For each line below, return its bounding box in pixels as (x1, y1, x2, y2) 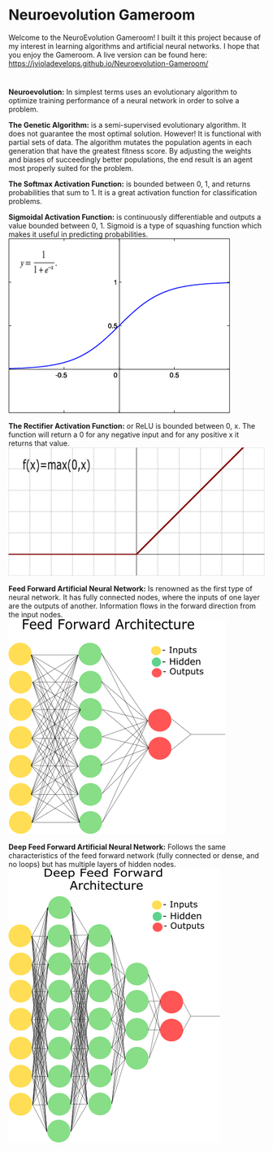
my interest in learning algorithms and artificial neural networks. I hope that (8, 41, 260, 50)
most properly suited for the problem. (8, 163, 134, 173)
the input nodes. (8, 610, 63, 620)
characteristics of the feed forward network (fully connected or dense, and (8, 851, 260, 861)
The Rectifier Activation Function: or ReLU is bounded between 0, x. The (8, 421, 256, 431)
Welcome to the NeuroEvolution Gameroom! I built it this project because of (8, 33, 262, 42)
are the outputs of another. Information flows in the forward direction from (8, 601, 256, 611)
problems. (8, 197, 42, 207)
